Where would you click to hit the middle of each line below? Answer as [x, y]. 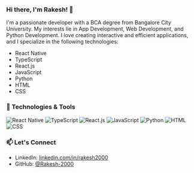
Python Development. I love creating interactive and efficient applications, [97, 35]
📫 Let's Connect [31, 142]
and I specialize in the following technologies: [62, 42]
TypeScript [28, 60]
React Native [31, 53]
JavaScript [28, 72]
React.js [25, 66]
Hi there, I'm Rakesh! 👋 [40, 10]
